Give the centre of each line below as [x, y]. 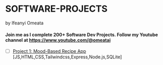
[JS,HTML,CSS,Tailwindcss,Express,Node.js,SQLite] [67, 57]
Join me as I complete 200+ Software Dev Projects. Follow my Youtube [82, 35]
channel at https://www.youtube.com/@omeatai [58, 40]
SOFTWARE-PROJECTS [57, 9]
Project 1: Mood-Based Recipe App [49, 51]
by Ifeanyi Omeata [24, 23]
